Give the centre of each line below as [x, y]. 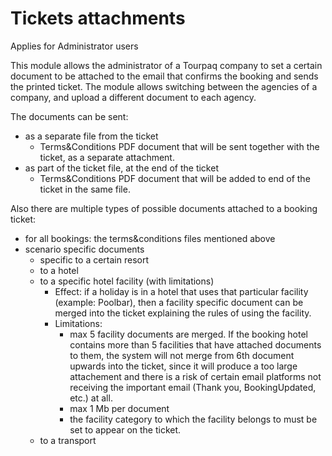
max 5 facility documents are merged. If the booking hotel [188, 334]
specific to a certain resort [94, 259]
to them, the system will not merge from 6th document [182, 355]
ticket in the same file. [85, 189]
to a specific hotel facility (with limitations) [127, 281]
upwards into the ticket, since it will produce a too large [183, 366]
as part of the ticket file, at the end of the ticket [121, 168]
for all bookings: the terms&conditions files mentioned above [150, 238]
